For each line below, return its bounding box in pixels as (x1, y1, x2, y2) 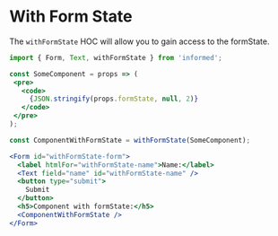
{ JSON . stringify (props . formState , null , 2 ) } (29, 94, 199, 104)
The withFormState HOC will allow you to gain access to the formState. (9, 36, 271, 47)
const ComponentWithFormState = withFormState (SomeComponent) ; (9, 135, 251, 144)
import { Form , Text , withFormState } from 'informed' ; (9, 53, 222, 62)
